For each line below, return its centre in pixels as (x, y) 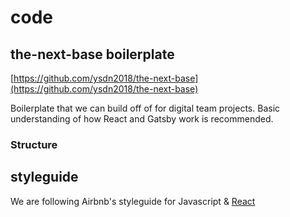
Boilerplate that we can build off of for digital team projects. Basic (145, 108)
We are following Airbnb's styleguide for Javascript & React (133, 201)
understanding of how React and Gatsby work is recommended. (142, 119)
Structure (34, 144)
